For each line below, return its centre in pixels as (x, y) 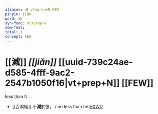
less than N (16, 96)
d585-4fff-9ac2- (40, 73)
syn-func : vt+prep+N (26, 23)
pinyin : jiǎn (18, 14)
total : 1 (14, 32)
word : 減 (13, 18)
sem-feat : (15, 28)
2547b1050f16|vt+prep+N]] (62, 83)
